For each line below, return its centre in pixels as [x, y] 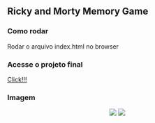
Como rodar [28, 31]
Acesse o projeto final [45, 64]
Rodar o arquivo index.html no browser [63, 46]
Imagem [22, 97]
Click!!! [17, 79]
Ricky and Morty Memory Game [78, 11]
